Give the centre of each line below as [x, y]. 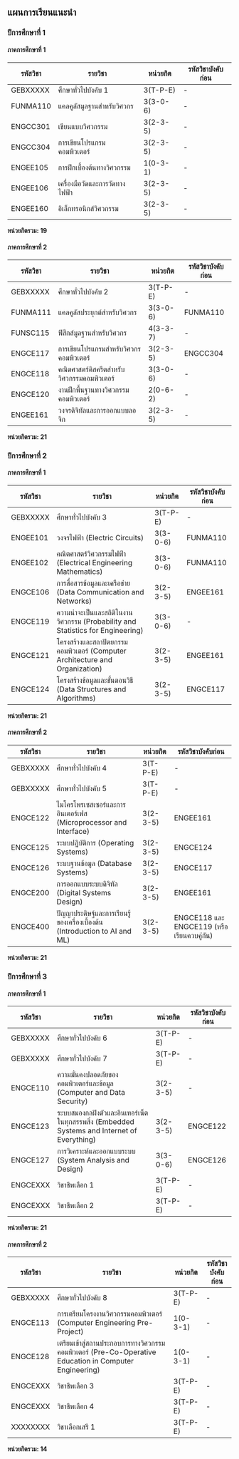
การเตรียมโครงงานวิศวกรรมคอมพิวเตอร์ [110, 1314]
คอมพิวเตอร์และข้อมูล [85, 1083]
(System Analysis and [93, 1160]
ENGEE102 [30, 562]
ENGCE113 [30, 1323]
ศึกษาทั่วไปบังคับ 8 [82, 1298]
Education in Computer [95, 1361]
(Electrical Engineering [95, 562]
